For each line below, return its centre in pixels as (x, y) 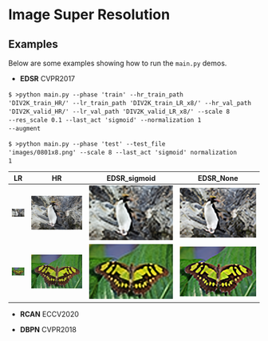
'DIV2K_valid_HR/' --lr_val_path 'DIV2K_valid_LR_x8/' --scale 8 (119, 112)
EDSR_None (218, 178)
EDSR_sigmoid (131, 178)
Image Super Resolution (89, 15)
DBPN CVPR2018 (48, 329)
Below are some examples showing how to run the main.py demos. (118, 63)
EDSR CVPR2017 (47, 78)
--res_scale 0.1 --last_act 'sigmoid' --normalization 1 (105, 120)
